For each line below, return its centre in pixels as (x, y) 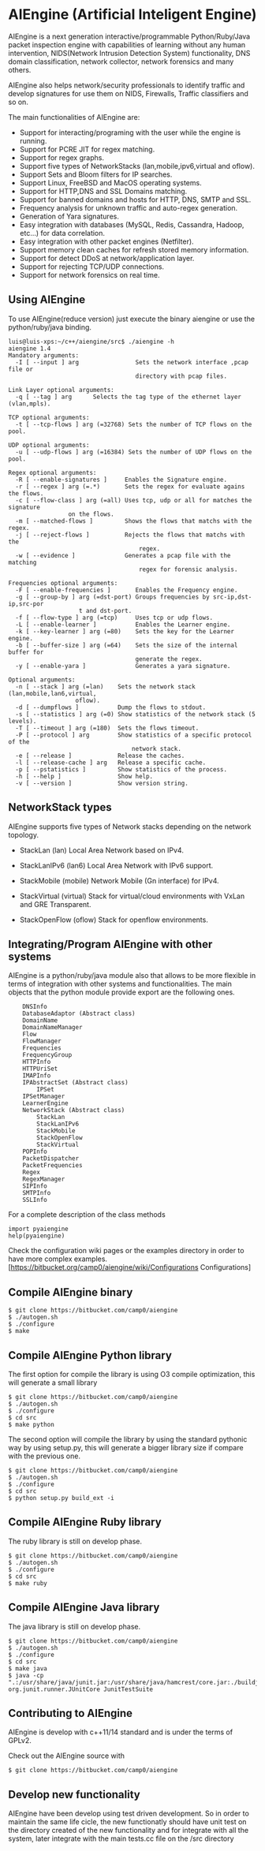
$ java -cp (26, 1675)
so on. (19, 102)
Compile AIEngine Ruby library (85, 1523)
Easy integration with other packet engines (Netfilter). (107, 241)
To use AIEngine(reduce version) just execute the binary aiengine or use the (131, 319)
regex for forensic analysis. (188, 569)
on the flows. (91, 514)
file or (21, 369)
